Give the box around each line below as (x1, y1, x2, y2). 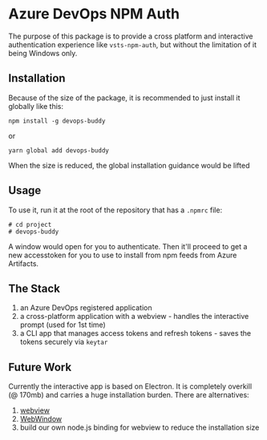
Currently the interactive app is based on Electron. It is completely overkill (8, 381, 253, 391)
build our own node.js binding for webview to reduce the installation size (19, 422, 260, 433)
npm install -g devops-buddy (8, 117, 106, 125)
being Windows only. (8, 48, 78, 58)
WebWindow (19, 414, 63, 424)
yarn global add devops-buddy (8, 146, 110, 155)
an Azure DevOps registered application (19, 303, 152, 313)
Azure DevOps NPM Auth (8, 5, 180, 23)
